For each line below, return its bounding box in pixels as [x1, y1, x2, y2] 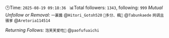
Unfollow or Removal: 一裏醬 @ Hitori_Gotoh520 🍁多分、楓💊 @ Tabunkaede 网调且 [5, 12, 164, 18]
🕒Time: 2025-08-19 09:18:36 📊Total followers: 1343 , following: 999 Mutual [5, 5, 163, 11]
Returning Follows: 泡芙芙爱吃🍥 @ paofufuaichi [5, 27, 99, 33]
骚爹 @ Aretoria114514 [5, 17, 51, 23]
